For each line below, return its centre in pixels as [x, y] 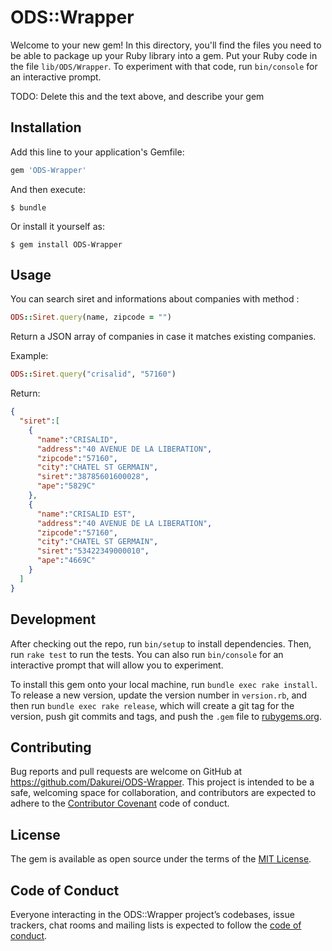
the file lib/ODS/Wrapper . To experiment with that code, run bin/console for [164, 66]
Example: [29, 356]
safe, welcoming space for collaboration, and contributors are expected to [163, 793]
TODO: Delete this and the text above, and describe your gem [137, 96]
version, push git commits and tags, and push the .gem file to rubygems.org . [166, 716]
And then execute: [48, 189]
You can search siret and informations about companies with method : [155, 299]
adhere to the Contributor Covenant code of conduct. [120, 803]
